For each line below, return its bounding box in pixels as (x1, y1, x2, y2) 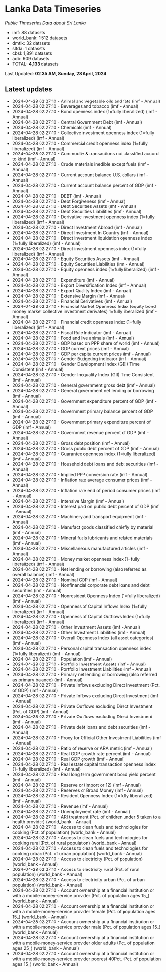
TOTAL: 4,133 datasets (12, 61, 59, 67)
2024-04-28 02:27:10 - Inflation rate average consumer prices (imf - (12, 477, 152, 483)
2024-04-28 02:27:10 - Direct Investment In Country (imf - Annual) (12, 229, 149, 236)
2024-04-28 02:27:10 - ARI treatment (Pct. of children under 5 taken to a (12, 814, 161, 819)
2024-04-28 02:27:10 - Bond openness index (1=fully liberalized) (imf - (12, 108, 157, 114)
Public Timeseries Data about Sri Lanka (5, 20, 86, 26)
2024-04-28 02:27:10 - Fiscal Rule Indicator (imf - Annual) (12, 329, 132, 335)
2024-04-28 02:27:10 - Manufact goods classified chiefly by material (12, 524, 154, 530)
